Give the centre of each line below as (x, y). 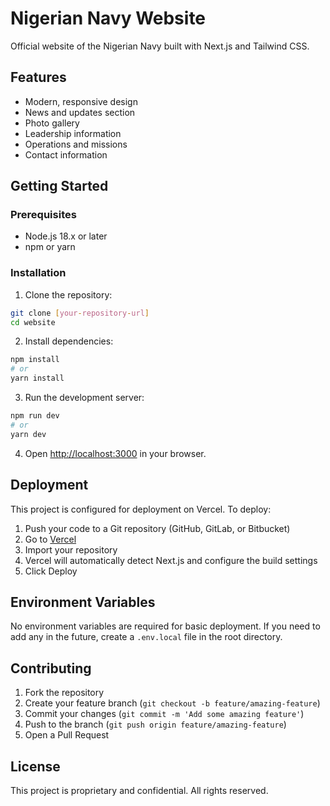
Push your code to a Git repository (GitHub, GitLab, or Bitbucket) (157, 528)
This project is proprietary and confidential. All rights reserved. (139, 790)
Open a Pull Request (67, 735)
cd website (33, 322)
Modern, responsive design (81, 101)
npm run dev (35, 416)
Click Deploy (51, 571)
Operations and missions (76, 144)
